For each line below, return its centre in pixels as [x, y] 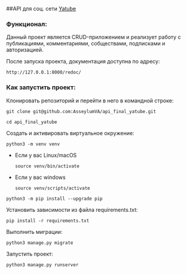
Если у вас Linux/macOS [46, 155]
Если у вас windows [40, 177]
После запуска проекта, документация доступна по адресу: [83, 62]
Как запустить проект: [41, 87]
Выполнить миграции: [34, 232]
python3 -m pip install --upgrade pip [54, 199]
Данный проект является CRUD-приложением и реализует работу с [93, 37]
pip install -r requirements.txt [48, 221]
